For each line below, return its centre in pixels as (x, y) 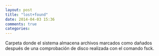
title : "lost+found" (27, 15)
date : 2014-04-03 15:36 (30, 19)
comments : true (21, 24)
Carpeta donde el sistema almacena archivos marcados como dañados (78, 43)
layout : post (19, 10)
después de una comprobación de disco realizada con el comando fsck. (80, 48)
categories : (18, 29)
